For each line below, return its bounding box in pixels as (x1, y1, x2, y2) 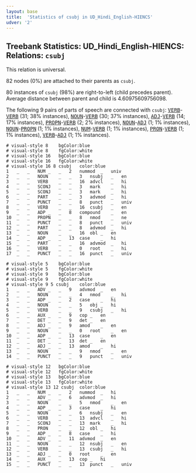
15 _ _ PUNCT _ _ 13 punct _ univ (6, 462, 132, 468)
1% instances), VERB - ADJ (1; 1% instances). (6, 132, 111, 139)
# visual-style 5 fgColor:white (6, 266, 93, 272)
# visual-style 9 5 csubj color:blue (6, 281, 106, 288)
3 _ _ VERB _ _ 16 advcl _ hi (6, 179, 127, 185)
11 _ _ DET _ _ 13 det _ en (6, 338, 106, 344)
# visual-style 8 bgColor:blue (6, 143, 91, 149)
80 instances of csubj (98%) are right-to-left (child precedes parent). (6, 89, 173, 96)
